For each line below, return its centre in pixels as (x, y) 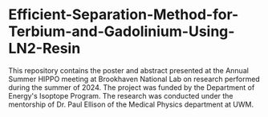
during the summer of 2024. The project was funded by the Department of (132, 87)
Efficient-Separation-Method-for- (124, 15)
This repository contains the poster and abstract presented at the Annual (128, 70)
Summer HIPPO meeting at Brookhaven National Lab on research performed (134, 79)
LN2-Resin (45, 49)
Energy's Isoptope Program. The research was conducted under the (121, 96)
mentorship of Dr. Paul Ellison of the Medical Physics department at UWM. (131, 104)
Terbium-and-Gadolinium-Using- (122, 31)
